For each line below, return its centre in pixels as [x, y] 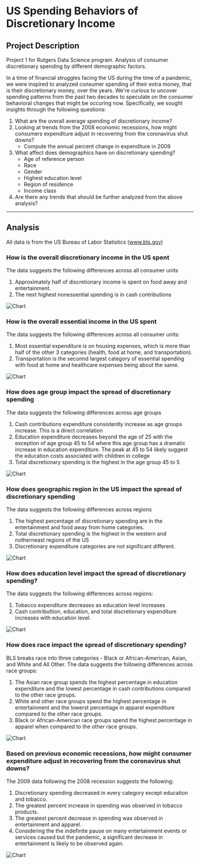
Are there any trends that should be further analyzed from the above [99, 197]
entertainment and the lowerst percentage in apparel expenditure [95, 707]
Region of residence [48, 184]
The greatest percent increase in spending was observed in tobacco [99, 805]
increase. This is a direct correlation [59, 430]
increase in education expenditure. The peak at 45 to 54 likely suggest [101, 449]
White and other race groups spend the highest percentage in [90, 701]
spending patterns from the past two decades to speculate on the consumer [100, 97]
